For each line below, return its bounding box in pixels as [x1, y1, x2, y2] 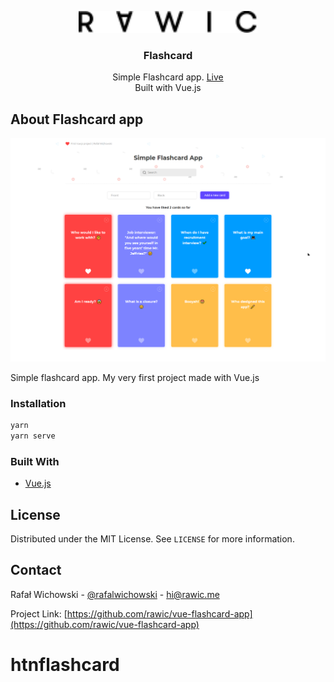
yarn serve [10, 431, 56, 441]
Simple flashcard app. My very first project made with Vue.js [10, 371, 260, 383]
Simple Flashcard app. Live [112, 71, 224, 83]
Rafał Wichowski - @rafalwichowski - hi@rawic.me [10, 588, 220, 600]
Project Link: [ [10, 607, 68, 620]
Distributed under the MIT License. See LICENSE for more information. [10, 533, 295, 545]
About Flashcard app [10, 111, 144, 128]
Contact [10, 562, 62, 579]
